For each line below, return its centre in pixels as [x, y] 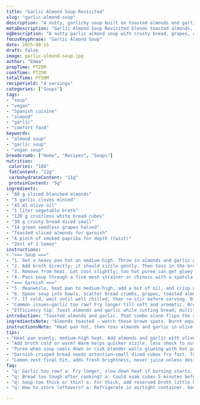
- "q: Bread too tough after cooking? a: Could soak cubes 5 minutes [94, 376]
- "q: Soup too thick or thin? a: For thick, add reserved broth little [98, 382]
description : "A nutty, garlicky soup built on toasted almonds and [93, 23]
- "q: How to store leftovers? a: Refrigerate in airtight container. [96, 388]
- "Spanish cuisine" [32, 111]
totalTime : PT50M [28, 78]
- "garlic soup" [26, 144]
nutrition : [20, 161]
